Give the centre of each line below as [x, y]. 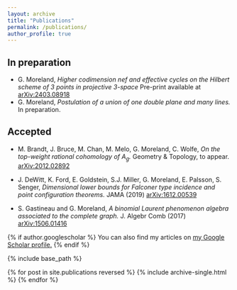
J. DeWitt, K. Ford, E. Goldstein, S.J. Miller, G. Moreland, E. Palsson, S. [120, 179]
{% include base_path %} [45, 258]
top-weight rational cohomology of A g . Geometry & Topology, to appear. [123, 157]
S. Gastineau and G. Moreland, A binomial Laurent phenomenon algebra [123, 208]
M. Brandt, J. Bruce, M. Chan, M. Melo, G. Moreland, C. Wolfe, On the [119, 149]
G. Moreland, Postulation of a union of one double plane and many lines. [124, 102]
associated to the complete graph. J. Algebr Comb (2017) [102, 216]
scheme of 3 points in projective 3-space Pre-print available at [109, 87]
